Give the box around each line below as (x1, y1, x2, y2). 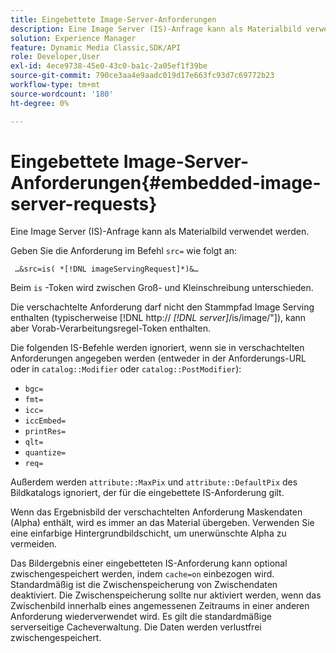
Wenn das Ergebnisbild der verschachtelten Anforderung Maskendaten (10, 506, 303, 518)
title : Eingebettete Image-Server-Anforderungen (10, 14, 217, 25)
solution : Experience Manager (10, 33, 137, 43)
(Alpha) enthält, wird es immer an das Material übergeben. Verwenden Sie (10, 517, 315, 529)
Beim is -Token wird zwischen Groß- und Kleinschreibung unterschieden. (10, 282, 314, 294)
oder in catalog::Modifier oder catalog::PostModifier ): (10, 363, 242, 375)
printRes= (24, 427, 67, 437)
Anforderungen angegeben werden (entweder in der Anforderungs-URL (10, 352, 307, 365)
